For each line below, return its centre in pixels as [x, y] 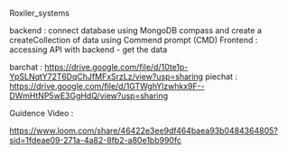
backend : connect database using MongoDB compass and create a [136, 30]
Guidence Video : [42, 113]
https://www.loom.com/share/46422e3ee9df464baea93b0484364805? [143, 131]
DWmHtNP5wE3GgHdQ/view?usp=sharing [89, 95]
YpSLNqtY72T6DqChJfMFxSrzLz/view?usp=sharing [106, 77]
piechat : [221, 77]
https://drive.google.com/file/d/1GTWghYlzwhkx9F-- [107, 86]
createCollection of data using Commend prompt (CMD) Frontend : [134, 40]
